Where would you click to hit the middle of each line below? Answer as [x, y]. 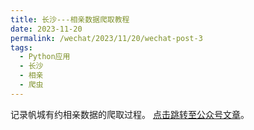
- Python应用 [45, 57]
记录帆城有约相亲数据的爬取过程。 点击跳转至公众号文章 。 [130, 114]
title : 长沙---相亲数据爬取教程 [70, 19]
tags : [21, 47]
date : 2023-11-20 [46, 29]
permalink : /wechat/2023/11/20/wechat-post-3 [106, 38]
